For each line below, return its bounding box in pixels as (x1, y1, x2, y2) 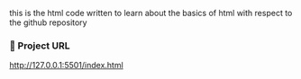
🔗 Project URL (9, 39, 70, 52)
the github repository (9, 17, 87, 28)
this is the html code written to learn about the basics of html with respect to (9, 8, 293, 18)
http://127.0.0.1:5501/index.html (9, 60, 123, 71)
